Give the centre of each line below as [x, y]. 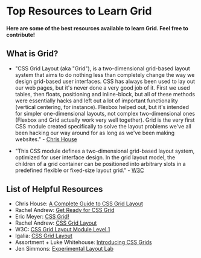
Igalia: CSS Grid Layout [43, 236]
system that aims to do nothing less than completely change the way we [105, 74]
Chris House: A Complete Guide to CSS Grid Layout [79, 203]
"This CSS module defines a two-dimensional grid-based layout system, [105, 151]
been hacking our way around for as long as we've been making [95, 133]
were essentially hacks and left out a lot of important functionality [96, 101]
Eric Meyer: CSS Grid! [42, 217]
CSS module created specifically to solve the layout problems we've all [103, 126]
